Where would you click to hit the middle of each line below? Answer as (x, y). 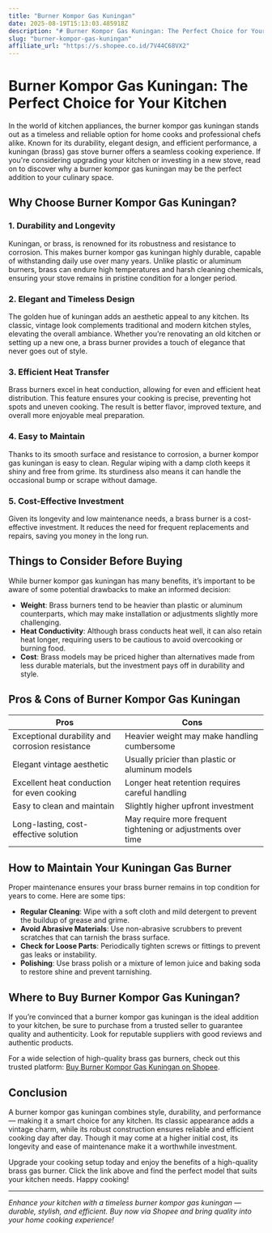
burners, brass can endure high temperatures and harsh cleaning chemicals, (136, 269)
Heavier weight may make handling (192, 736)
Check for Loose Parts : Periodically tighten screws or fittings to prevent (140, 946)
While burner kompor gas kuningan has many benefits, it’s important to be (132, 581)
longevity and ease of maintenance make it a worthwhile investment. (123, 1146)
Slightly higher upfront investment (189, 805)
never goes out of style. (48, 351)
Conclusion (38, 1092)
